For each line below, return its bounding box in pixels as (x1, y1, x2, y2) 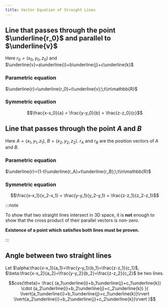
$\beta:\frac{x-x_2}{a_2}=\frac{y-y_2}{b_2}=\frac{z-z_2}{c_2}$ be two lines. (5, 270, 164, 276)
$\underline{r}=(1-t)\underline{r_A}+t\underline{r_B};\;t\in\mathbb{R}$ (5, 168, 151, 174)
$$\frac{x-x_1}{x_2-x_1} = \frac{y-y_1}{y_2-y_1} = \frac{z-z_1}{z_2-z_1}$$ (10, 193, 159, 199)
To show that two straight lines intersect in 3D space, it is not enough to (5, 212, 155, 218)
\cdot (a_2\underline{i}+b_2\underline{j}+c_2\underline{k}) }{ (21, 285, 149, 291)
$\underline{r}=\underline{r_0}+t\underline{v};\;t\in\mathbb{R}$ (5, 86, 138, 92)
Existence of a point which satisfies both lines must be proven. (5, 227, 140, 233)
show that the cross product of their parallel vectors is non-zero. (5, 217, 140, 223)
